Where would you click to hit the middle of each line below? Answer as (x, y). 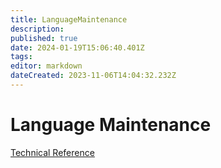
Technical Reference (52, 152)
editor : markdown (46, 66)
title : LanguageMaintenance (69, 19)
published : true (44, 38)
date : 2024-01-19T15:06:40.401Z (77, 47)
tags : (21, 57)
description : (37, 29)
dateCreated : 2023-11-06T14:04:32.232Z (93, 76)
